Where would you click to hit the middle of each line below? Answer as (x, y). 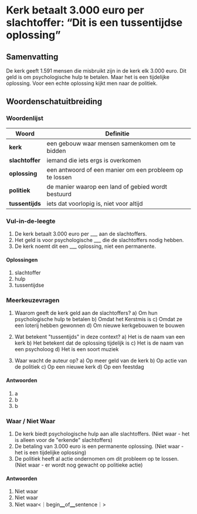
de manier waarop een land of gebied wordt (107, 186)
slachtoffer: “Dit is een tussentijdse (94, 23)
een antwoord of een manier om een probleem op (115, 169)
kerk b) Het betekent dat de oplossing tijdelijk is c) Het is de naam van (99, 343)
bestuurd (59, 194)
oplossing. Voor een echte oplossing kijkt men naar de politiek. (82, 83)
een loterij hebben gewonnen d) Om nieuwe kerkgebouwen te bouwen (100, 325)
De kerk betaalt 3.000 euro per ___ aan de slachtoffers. (81, 234)
